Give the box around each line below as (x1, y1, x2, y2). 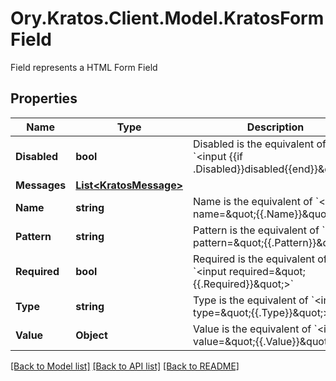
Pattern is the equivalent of (193, 223, 320, 237)
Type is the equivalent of (193, 293, 309, 307)
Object (75, 328, 108, 342)
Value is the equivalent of (193, 322, 312, 336)
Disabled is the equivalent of (193, 137, 327, 151)
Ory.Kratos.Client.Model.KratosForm (10, 7, 325, 30)
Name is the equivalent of (193, 194, 313, 208)
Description (246, 120, 305, 134)
